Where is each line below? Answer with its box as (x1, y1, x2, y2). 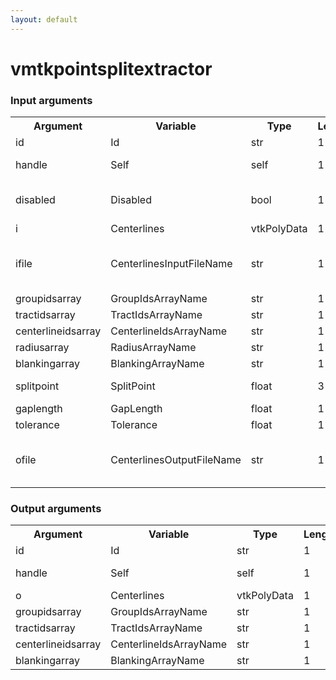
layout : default (10, 14, 78, 25)
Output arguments (10, 502, 102, 516)
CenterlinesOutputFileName (110, 453, 242, 467)
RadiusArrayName (110, 341, 197, 355)
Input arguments (10, 93, 93, 107)
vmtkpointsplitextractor (10, 57, 213, 80)
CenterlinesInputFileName (110, 257, 233, 271)
